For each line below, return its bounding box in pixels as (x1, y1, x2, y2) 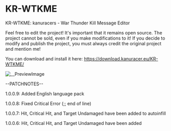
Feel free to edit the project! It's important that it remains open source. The (5, 29, 162, 36)
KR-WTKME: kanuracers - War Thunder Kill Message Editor (5, 20, 130, 26)
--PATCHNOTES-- (5, 81, 43, 87)
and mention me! (5, 46, 41, 52)
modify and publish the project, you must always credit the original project (5, 40, 162, 46)
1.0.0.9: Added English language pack (5, 90, 84, 96)
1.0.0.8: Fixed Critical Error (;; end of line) (5, 100, 91, 107)
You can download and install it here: (5, 55, 83, 61)
